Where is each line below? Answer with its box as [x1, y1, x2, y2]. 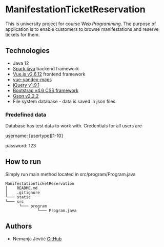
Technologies [5, 46, 50, 55]
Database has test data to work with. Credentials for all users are [5, 123, 142, 129]
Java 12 [12, 60, 29, 66]
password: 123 [5, 143, 36, 149]
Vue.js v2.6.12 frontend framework [12, 71, 86, 77]
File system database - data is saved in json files [12, 98, 116, 104]
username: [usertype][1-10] [5, 132, 63, 139]
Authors [5, 222, 32, 231]
